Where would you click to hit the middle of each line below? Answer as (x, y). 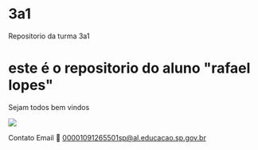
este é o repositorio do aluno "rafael (129, 68)
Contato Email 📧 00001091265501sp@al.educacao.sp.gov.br (107, 137)
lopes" (31, 85)
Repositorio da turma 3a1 (49, 36)
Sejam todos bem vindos (49, 107)
